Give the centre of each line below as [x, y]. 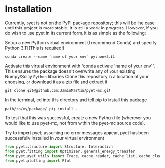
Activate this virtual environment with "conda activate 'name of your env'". [80, 66]
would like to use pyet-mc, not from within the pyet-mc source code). [75, 123]
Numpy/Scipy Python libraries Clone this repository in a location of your [77, 76]
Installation [28, 9]
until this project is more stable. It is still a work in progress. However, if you [82, 28]
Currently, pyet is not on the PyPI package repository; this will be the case [80, 23]
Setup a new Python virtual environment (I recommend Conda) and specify [81, 42]
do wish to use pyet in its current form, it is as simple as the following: [76, 33]
